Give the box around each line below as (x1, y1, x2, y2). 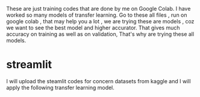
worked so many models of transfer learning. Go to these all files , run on (6, 11, 188, 19)
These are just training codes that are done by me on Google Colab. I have (6, 5, 191, 12)
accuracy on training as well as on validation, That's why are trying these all (6, 31, 195, 38)
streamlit (6, 58, 52, 71)
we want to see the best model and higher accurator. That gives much (6, 24, 180, 31)
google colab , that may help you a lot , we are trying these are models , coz (6, 18, 195, 25)
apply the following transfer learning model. (6, 84, 114, 91)
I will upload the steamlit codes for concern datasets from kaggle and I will (6, 77, 191, 84)
